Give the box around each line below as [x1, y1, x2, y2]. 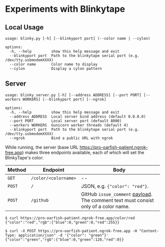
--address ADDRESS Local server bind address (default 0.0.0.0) [9, 114, 146, 119]
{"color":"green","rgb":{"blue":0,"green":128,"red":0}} [5, 237, 124, 242]
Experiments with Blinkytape [5, 3, 125, 15]
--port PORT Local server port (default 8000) [9, 118, 122, 123]
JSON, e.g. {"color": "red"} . [81, 183, 149, 189]
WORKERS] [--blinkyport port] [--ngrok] [23, 97, 107, 102]
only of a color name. [81, 203, 130, 210]
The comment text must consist [81, 197, 154, 204]
